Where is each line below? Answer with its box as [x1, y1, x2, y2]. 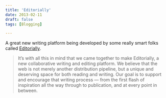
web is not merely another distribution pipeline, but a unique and [17, 66, 154, 72]
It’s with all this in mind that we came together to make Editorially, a [17, 55, 159, 61]
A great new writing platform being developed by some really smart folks [5, 40, 158, 46]
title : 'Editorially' [5, 7, 52, 13]
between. [17, 87, 38, 94]
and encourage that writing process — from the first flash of [17, 77, 145, 83]
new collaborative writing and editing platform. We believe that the [17, 60, 158, 67]
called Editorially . [5, 45, 41, 51]
